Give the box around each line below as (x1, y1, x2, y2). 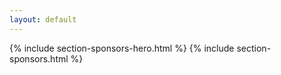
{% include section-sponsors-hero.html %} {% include (9, 42, 235, 54)
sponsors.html (9, 52, 69, 65)
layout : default (9, 14, 77, 25)
